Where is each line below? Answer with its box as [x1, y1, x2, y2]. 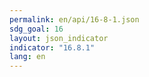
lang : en [9, 52, 46, 62]
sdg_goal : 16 [9, 24, 64, 34]
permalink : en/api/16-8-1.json [9, 14, 140, 25]
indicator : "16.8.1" [9, 42, 96, 53]
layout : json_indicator [9, 33, 109, 43]
